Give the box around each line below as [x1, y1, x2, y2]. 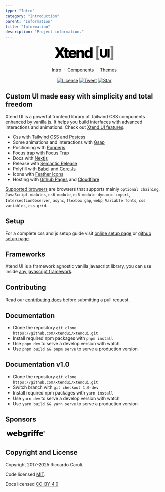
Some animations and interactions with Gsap [12, 139, 105, 145]
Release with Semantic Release [12, 160, 77, 166]
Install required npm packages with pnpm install [12, 335, 114, 341]
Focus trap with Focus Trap [12, 150, 69, 156]
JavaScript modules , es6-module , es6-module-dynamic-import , [5, 191, 131, 198]
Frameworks [5, 250, 46, 259]
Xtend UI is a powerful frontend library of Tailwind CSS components [5, 113, 145, 119]
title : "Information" [5, 24, 51, 29]
